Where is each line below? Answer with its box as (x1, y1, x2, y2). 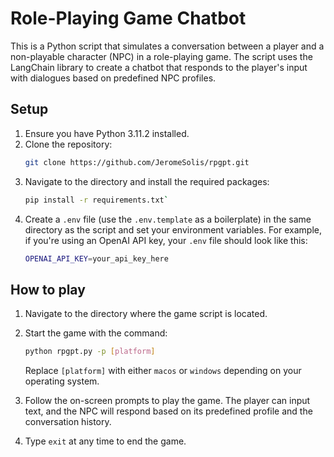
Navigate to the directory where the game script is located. (24, 308, 268, 320)
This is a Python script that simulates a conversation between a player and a (10, 40, 325, 52)
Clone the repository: (24, 138, 113, 150)
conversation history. (24, 416, 112, 428)
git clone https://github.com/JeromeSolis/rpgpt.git (24, 157, 250, 167)
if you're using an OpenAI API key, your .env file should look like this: (24, 234, 308, 246)
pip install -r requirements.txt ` (24, 195, 169, 205)
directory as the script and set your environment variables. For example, (24, 223, 322, 236)
